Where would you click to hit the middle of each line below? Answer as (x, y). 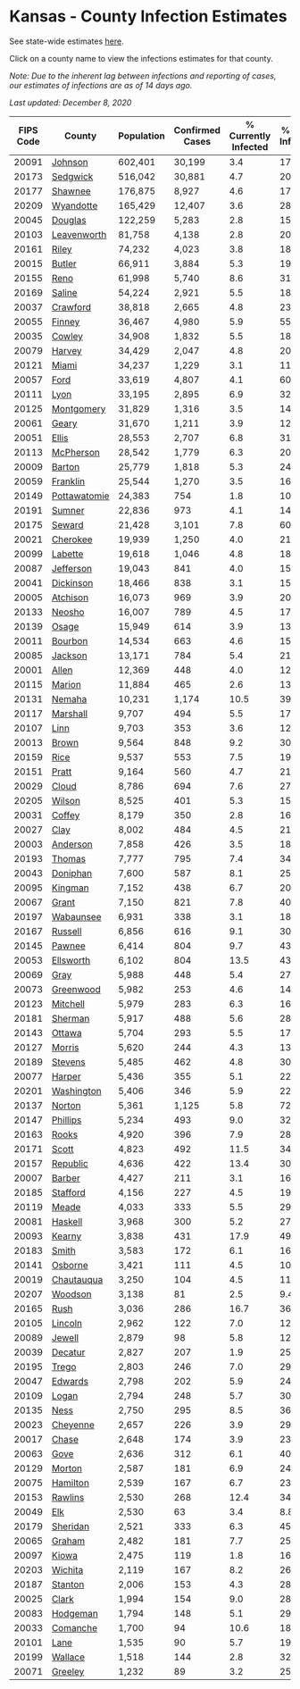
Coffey (66, 815)
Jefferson (71, 568)
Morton (67, 1468)
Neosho (68, 612)
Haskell (67, 1221)
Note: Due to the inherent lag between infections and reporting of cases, (143, 75)
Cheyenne (73, 1425)
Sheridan (71, 1526)
